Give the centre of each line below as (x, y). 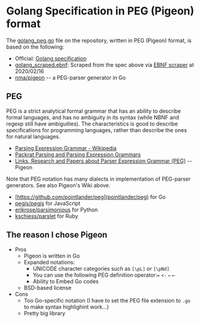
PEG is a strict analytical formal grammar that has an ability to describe (94, 111)
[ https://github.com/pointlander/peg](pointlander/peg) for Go (90, 197)
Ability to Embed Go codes (66, 281)
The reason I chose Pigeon (57, 235)
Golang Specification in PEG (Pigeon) (100, 11)
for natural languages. (34, 136)
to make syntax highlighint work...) (66, 307)
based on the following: (35, 47)
